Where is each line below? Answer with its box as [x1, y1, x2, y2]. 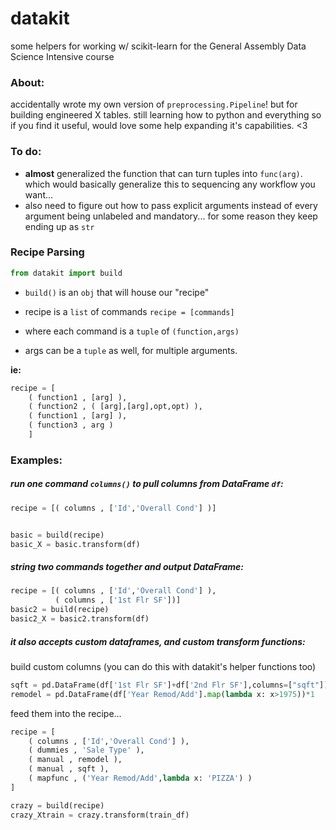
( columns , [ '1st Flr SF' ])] [54, 595, 182, 606]
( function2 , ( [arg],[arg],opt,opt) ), [28, 402, 203, 412]
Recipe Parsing [10, 245, 85, 259]
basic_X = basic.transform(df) [10, 539, 141, 549]
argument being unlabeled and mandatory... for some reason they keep [24, 210, 318, 222]
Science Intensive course [10, 50, 115, 62]
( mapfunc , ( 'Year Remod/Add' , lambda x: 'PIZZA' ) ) [28, 773, 253, 784]
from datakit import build [10, 268, 123, 278]
